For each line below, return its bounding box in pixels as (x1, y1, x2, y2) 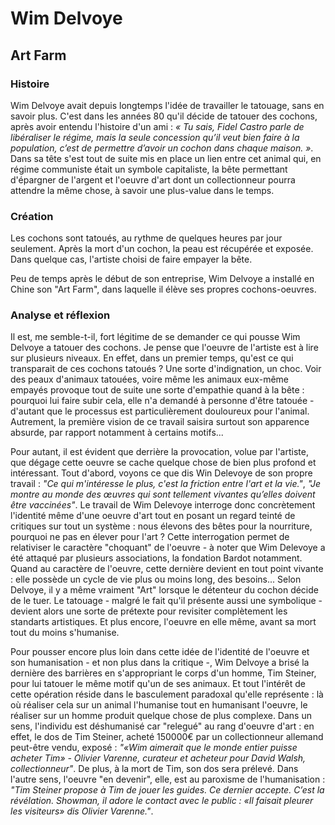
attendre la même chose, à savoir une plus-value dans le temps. (10, 184, 275, 196)
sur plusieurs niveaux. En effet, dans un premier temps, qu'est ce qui (10, 352, 294, 364)
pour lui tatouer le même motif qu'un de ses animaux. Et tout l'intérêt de (10, 678, 306, 690)
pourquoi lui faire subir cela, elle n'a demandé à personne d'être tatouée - (10, 395, 315, 407)
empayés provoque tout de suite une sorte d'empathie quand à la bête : (10, 384, 305, 396)
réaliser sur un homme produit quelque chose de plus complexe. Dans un (10, 710, 312, 722)
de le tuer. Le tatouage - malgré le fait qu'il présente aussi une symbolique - (10, 595, 323, 607)
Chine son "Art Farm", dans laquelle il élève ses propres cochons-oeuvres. (10, 283, 317, 296)
